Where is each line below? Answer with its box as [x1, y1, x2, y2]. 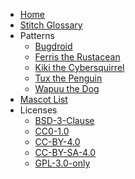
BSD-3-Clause [34, 115, 95, 126]
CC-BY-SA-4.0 [34, 147, 97, 158]
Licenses [19, 104, 58, 116]
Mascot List [19, 94, 68, 105]
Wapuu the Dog [34, 83, 100, 94]
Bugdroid [34, 40, 73, 52]
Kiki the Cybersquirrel [34, 62, 125, 73]
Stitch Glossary [19, 19, 83, 31]
